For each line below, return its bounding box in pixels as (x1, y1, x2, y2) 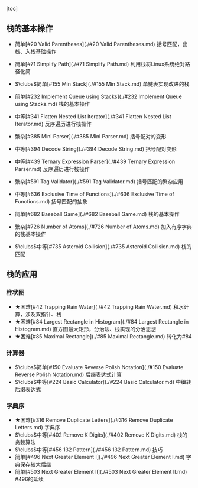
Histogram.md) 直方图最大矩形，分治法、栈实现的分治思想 (14, 325, 157, 332)
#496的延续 (14, 476, 44, 483)
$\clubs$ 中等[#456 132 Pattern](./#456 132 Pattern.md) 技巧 (14, 446, 163, 453)
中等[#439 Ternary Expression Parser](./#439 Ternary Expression (14, 158, 176, 165)
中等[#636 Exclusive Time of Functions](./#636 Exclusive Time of (14, 190, 174, 198)
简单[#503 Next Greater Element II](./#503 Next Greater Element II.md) (14, 468, 187, 476)
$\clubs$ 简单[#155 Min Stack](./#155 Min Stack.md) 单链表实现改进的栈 (14, 80, 190, 88)
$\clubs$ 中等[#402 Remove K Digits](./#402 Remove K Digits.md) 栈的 (14, 431, 188, 438)
